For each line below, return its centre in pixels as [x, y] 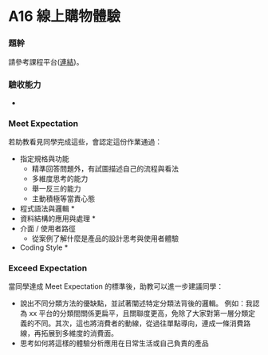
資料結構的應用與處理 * [57, 219]
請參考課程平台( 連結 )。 [46, 62]
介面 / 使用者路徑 [47, 229]
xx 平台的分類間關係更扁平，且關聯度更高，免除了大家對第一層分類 [139, 314]
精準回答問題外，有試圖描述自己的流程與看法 [105, 169]
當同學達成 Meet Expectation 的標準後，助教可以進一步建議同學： [116, 286]
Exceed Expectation [48, 268]
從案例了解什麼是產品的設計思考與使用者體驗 [105, 239]
